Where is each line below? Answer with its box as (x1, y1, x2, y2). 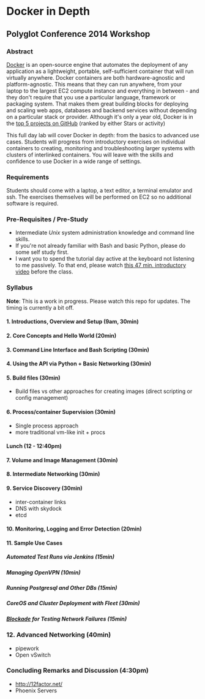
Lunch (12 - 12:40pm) (6, 443, 62, 450)
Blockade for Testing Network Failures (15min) (6, 615, 127, 622)
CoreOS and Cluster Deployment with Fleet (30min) (6, 600, 140, 607)
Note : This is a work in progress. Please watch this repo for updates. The (6, 297, 191, 305)
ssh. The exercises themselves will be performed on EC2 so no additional (6, 193, 192, 201)
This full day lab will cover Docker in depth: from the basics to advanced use (6, 131, 199, 139)
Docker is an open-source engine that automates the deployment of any (6, 61, 188, 68)
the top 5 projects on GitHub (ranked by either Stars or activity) (6, 120, 166, 127)
